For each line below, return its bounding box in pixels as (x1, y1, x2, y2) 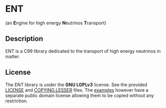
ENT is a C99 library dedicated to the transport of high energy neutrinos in (5, 48, 161, 54)
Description (5, 34, 43, 43)
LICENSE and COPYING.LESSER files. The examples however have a (5, 87, 149, 93)
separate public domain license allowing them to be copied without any (5, 92, 154, 98)
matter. (5, 53, 20, 59)
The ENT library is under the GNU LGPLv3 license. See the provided (5, 82, 147, 88)
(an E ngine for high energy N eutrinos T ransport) (5, 20, 107, 26)
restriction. (5, 97, 28, 104)
